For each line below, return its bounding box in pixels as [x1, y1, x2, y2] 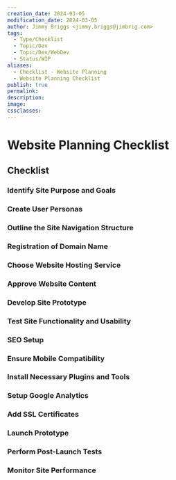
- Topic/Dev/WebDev [13, 49, 70, 56]
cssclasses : [7, 107, 42, 114]
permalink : [7, 88, 39, 95]
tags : [7, 29, 23, 37]
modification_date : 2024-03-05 [7, 17, 98, 24]
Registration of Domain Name [7, 241, 109, 251]
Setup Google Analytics [7, 391, 89, 401]
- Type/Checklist [13, 36, 64, 43]
